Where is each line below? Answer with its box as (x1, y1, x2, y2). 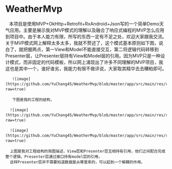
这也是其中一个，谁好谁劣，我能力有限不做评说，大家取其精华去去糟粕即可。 (5, 65, 167, 72)
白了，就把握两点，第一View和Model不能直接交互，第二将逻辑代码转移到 (5, 46, 159, 52)
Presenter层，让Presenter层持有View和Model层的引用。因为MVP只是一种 (5, 52, 161, 59)
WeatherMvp (5, 3, 62, 15)
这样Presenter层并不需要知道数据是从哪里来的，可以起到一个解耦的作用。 (10, 159, 145, 164)
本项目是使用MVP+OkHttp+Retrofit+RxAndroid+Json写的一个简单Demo (9, 20, 160, 27)
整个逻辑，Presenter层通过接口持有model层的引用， (5, 154, 102, 159)
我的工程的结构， (24, 97, 55, 102)
